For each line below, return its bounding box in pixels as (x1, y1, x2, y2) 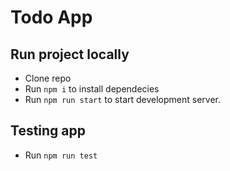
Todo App (10, 6, 93, 29)
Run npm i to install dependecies (24, 83, 160, 95)
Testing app (10, 122, 87, 140)
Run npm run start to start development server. (24, 94, 222, 105)
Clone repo (24, 72, 72, 84)
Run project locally (10, 46, 130, 63)
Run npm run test (24, 149, 98, 161)
